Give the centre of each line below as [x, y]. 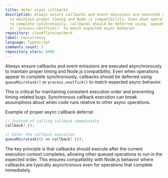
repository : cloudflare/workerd [39, 33]
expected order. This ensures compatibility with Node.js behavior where [79, 159]
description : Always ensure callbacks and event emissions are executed [82, 14]
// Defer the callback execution [40, 135]
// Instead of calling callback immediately [52, 121]
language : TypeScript [28, 42]
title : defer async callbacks [37, 10]
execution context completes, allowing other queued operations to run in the [84, 154]
